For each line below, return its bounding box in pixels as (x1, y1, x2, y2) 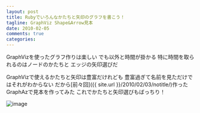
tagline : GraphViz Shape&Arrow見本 (6, 20, 93, 26)
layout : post (6, 8, 39, 15)
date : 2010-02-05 (6, 25, 50, 32)
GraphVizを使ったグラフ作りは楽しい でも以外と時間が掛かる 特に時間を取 (6, 54, 190, 60)
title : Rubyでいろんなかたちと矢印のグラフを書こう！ (6, 14, 125, 20)
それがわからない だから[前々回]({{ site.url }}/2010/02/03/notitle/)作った (11, 81, 189, 88)
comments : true (6, 31, 44, 37)
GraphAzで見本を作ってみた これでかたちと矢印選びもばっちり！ (6, 89, 166, 95)
